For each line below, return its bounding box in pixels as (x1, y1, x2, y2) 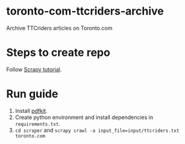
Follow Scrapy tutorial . (6, 66, 62, 73)
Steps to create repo (6, 46, 111, 60)
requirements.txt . (15, 120, 60, 127)
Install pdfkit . (15, 107, 48, 114)
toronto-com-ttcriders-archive (6, 4, 164, 18)
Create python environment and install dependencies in (15, 114, 154, 121)
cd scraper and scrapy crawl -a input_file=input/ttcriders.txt (15, 126, 180, 134)
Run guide (6, 87, 59, 101)
